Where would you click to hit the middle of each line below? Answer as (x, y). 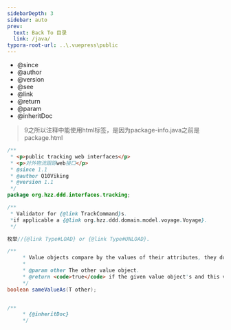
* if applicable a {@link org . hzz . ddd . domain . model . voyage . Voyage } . (109, 220)
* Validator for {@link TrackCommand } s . (69, 213)
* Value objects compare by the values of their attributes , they (119, 258)
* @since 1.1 (29, 169)
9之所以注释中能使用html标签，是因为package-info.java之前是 (112, 130)
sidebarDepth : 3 (30, 13)
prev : (15, 26)
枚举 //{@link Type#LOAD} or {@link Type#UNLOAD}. (78, 239)
